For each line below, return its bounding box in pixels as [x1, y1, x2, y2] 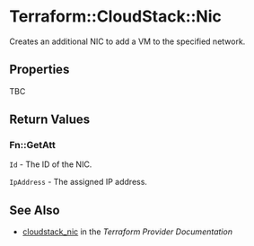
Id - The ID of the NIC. [9, 159, 92, 170]
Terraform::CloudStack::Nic [9, 6, 222, 27]
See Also [9, 202, 60, 217]
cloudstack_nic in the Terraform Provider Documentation [22, 226, 233, 237]
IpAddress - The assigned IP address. [9, 177, 148, 188]
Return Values [9, 112, 91, 127]
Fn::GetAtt [9, 139, 56, 152]
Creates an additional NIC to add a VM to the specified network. [9, 36, 246, 47]
